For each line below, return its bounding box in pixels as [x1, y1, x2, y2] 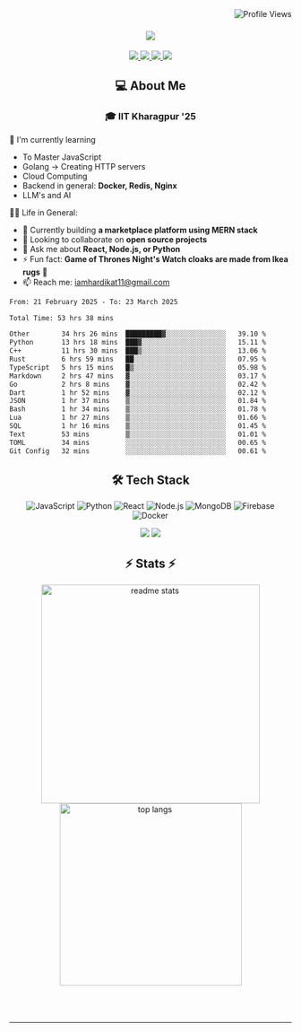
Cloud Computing [21, 171, 88, 181]
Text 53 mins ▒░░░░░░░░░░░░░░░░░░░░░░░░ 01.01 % [9, 430, 267, 439]
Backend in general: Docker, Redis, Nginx [21, 179, 177, 191]
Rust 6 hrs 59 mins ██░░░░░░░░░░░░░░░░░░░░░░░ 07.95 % [9, 354, 267, 363]
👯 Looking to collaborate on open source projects [21, 233, 208, 245]
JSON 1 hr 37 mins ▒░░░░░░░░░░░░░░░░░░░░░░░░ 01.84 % [9, 397, 267, 406]
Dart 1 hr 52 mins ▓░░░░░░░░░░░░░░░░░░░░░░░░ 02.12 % [9, 388, 267, 398]
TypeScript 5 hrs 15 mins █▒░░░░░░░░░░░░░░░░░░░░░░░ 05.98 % [9, 363, 267, 372]
